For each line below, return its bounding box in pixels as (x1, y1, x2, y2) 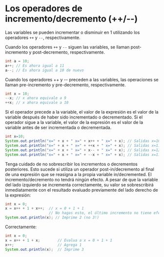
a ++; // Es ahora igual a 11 (5, 63, 64, 68)
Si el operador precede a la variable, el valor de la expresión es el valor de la (5, 109, 159, 115)
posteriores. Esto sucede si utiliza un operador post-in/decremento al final (5, 166, 155, 172)
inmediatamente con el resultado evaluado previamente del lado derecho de (5, 187, 158, 193)
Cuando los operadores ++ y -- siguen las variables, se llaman (5, 44, 130, 50)
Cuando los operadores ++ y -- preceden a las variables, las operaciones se (5, 77, 159, 82)
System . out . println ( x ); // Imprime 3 (5, 247, 84, 252)
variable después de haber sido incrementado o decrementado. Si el (5, 114, 143, 120)
